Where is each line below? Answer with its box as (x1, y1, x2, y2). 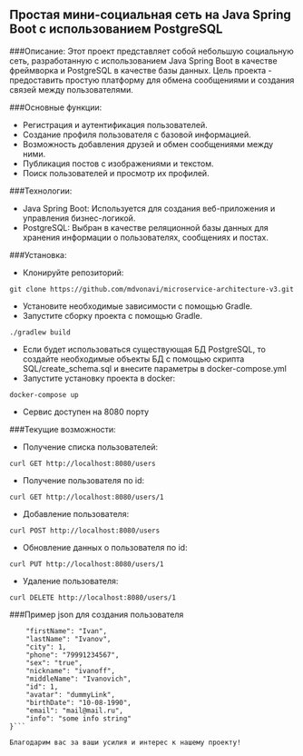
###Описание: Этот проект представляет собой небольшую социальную (9, 45, 294, 56)
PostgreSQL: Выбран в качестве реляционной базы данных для (22, 222, 269, 233)
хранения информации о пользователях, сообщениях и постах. (22, 232, 269, 243)
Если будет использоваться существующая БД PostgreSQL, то (22, 343, 266, 354)
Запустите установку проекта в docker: (22, 373, 176, 383)
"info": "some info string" (25, 713, 132, 723)
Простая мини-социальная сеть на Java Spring (9, 7, 292, 23)
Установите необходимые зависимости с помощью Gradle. (22, 300, 253, 312)
